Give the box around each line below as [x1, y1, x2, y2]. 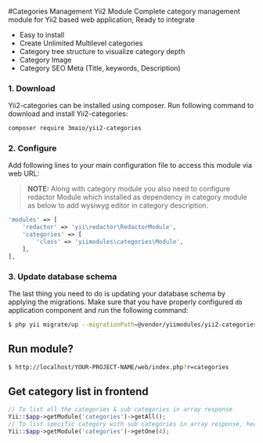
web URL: [8, 169, 40, 179]
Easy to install [19, 31, 65, 39]
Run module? [8, 343, 74, 356]
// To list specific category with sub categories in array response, [8, 420, 243, 428]
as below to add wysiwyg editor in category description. [27, 201, 209, 210]
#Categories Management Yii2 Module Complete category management [8, 7, 240, 16]
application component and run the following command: [8, 306, 189, 315]
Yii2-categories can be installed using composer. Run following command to [8, 101, 254, 111]
